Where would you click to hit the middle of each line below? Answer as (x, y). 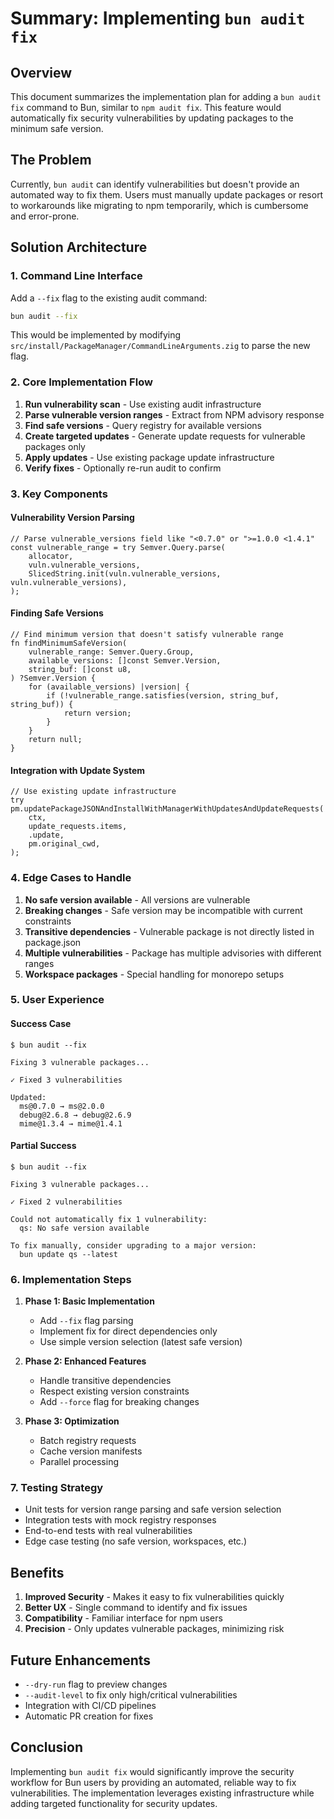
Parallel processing (79, 1462)
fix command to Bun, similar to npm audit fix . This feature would (146, 107)
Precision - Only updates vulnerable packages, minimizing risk (154, 1629)
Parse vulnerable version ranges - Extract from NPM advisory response (174, 414)
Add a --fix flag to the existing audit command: (109, 298)
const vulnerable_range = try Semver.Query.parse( (118, 547)
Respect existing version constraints (114, 1391)
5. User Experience (57, 1000)
